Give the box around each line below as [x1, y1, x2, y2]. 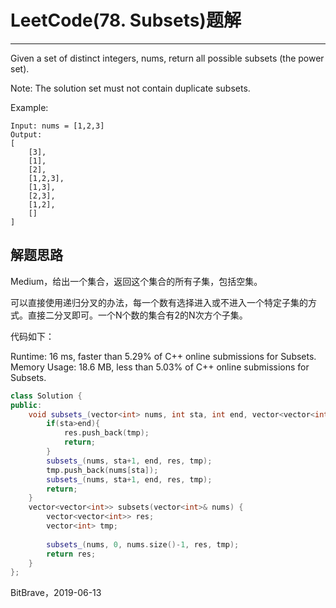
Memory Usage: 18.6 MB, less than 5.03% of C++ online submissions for [10, 361, 310, 373]
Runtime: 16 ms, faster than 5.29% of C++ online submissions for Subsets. [10, 350, 317, 362]
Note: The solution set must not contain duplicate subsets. [10, 82, 251, 94]
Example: [10, 101, 49, 113]
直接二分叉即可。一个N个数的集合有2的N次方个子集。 [27, 309, 248, 321]
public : [10, 400, 43, 410]
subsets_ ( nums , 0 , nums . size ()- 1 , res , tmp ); [46, 539, 240, 550]
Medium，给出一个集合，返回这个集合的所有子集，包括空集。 [10, 275, 263, 287]
